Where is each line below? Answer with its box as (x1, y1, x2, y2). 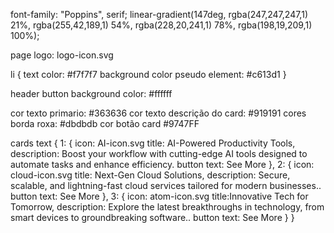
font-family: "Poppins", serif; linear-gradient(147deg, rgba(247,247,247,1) (10, 9, 308, 20)
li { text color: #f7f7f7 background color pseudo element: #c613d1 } (10, 69, 287, 80)
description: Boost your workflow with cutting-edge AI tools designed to (10, 148, 308, 159)
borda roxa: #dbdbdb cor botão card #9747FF (10, 118, 200, 129)
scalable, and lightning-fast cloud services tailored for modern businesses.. (10, 180, 322, 191)
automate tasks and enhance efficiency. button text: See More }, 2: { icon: (10, 159, 315, 170)
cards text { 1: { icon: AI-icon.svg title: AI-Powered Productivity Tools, (10, 137, 296, 149)
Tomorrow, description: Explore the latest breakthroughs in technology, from (10, 201, 325, 213)
